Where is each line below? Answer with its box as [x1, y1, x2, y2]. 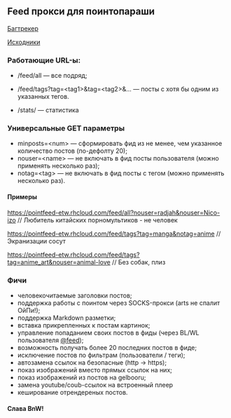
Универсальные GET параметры [7, 123, 125, 133]
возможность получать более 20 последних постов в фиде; [17, 343, 197, 351]
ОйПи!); [17, 306, 41, 314]
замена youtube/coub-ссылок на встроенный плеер [17, 380, 174, 389]
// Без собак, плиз [111, 257, 166, 266]
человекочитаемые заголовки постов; [17, 291, 132, 299]
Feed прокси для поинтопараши [7, 6, 155, 18]
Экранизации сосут [7, 236, 66, 245]
